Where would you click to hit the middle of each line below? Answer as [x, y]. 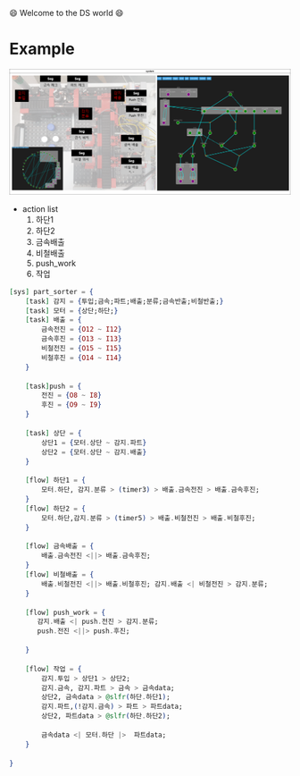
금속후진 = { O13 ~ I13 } [82, 339]
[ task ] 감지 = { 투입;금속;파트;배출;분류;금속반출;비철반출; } [125, 301]
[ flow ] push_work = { [65, 612]
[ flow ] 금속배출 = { [60, 546]
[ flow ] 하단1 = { [56, 481]
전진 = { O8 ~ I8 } [72, 396]
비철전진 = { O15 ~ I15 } [82, 349]
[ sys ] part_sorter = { [51, 291]
